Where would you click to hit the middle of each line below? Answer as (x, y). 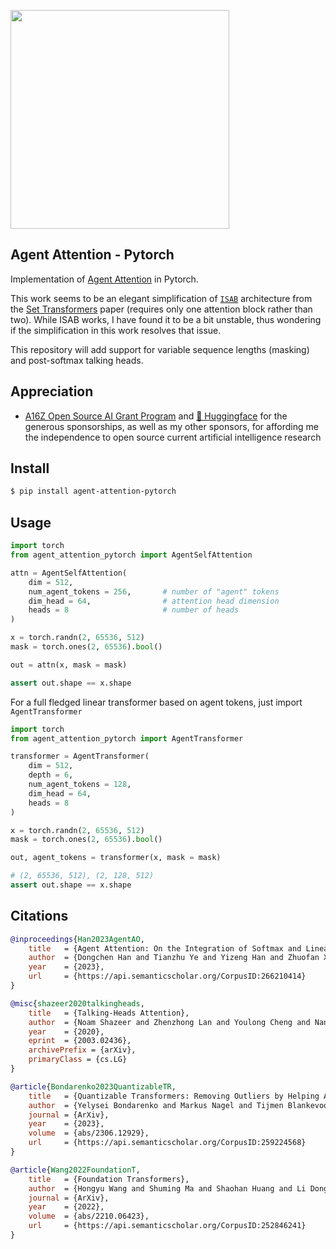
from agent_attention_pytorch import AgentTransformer (127, 738)
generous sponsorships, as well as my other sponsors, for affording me (171, 426)
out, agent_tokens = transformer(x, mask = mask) (116, 858)
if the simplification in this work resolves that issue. (116, 330)
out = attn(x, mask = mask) (69, 665)
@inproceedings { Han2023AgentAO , (77, 939)
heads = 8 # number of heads (134, 610)
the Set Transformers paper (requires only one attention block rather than (161, 309)
